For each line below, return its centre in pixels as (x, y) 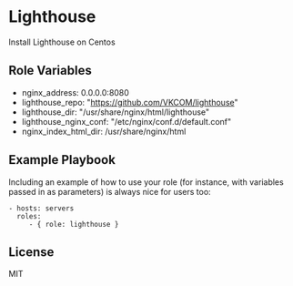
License (31, 252)
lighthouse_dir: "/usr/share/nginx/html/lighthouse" (116, 112)
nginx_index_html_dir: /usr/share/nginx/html (104, 131)
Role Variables (50, 71)
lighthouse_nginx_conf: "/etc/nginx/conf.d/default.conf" (126, 121)
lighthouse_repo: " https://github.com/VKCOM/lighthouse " (130, 102)
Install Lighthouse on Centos (62, 42)
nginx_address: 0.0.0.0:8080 (75, 92)
